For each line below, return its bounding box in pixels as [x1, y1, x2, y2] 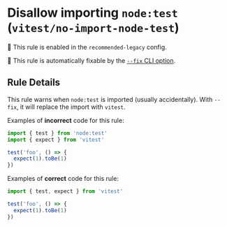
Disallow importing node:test [7, 5, 178, 21]
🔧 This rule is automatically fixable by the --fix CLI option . [7, 56, 176, 64]
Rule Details [7, 77, 61, 89]
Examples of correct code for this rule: [7, 175, 119, 183]
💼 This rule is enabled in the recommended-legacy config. [7, 43, 168, 51]
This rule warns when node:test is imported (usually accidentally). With [7, 95, 213, 103]
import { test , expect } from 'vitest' [7, 188, 124, 195]
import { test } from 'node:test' [7, 129, 108, 137]
